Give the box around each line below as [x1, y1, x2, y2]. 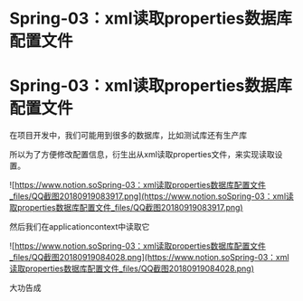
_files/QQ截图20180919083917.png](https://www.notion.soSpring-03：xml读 [9, 191, 294, 202]
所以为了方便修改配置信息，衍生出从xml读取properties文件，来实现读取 [9, 149, 276, 160]
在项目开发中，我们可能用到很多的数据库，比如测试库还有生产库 [9, 130, 247, 141]
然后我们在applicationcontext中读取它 [9, 221, 150, 232]
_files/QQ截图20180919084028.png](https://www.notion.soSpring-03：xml [9, 252, 289, 263]
